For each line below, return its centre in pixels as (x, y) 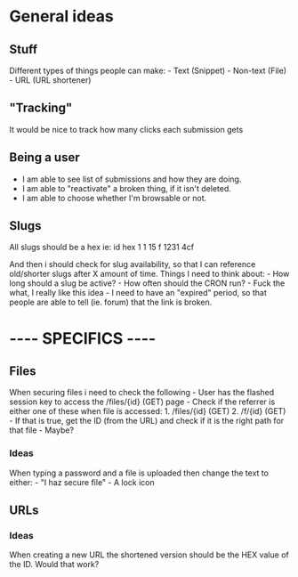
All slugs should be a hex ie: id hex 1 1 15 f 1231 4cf (101, 248)
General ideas (61, 16)
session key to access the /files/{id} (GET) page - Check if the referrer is (142, 402)
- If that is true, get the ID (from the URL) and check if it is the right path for (147, 421)
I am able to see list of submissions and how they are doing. (132, 179)
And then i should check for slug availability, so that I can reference (133, 264)
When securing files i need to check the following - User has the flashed (142, 393)
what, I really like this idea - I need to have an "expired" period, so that (138, 293)
